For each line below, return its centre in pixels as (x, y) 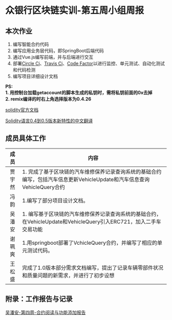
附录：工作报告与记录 (39, 299)
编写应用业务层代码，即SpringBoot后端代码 (58, 51)
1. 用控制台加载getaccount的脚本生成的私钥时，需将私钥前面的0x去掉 (79, 92)
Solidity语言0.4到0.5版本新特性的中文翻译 (49, 121)
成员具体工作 (26, 138)
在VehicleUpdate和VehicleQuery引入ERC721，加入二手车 (92, 222)
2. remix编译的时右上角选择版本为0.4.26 (48, 99)
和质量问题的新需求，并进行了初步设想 (68, 275)
